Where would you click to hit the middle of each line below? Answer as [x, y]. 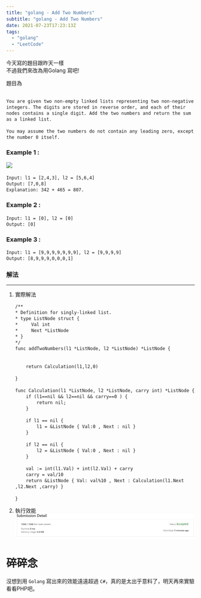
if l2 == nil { [45, 445]
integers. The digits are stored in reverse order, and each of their [96, 107]
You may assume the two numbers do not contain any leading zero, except [100, 131]
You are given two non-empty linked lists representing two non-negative [100, 101]
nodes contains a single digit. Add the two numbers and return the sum [99, 113]
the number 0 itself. [33, 137]
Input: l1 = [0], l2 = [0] [40, 218]
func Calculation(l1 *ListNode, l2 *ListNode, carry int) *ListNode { [105, 391]
